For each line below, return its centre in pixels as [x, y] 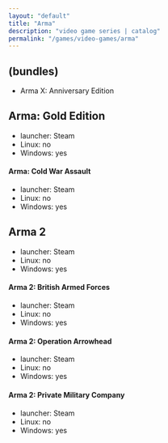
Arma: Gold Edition [57, 116]
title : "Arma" [32, 23]
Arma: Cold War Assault [50, 172]
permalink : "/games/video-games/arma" [73, 38]
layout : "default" [39, 16]
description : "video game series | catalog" [84, 31]
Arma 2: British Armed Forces [59, 288]
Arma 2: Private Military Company [67, 394]
